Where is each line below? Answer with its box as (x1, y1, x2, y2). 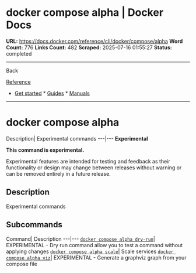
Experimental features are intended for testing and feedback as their (6, 158, 170, 165)
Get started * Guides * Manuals (14, 90, 90, 97)
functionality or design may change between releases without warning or (6, 164, 182, 171)
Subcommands (6, 220, 62, 230)
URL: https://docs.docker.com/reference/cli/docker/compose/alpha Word (6, 37, 183, 45)
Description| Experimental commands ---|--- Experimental (6, 135, 148, 142)
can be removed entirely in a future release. (6, 170, 111, 177)
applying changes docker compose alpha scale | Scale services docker (6, 248, 174, 255)
